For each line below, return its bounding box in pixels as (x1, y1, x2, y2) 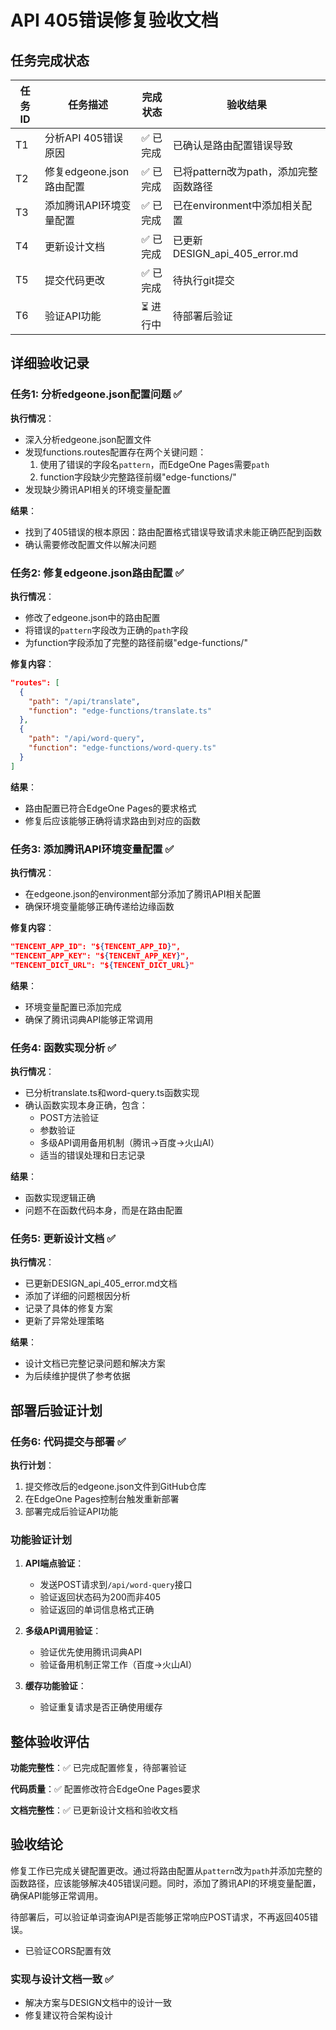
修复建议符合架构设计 (24, 2009, 113, 2021)
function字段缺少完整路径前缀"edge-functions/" (39, 471, 237, 483)
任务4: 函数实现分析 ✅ (10, 1041, 117, 1055)
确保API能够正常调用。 (10, 1889, 104, 1901)
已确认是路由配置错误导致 (172, 139, 293, 152)
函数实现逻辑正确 (24, 1191, 96, 1203)
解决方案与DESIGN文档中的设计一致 (24, 1997, 173, 2009)
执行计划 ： (10, 1459, 55, 1471)
